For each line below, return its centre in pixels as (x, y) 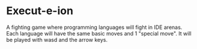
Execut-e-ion (40, 11)
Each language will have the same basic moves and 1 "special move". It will (99, 33)
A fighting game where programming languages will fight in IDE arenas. (94, 27)
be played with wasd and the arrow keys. (57, 40)
